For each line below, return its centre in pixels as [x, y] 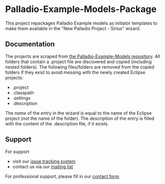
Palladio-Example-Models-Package [81, 9]
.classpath [23, 93]
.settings [22, 98]
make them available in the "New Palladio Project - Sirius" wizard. [73, 28]
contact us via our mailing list [43, 166]
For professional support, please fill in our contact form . [63, 176]
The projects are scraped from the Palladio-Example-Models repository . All [83, 56]
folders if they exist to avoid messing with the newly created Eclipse [75, 72]
